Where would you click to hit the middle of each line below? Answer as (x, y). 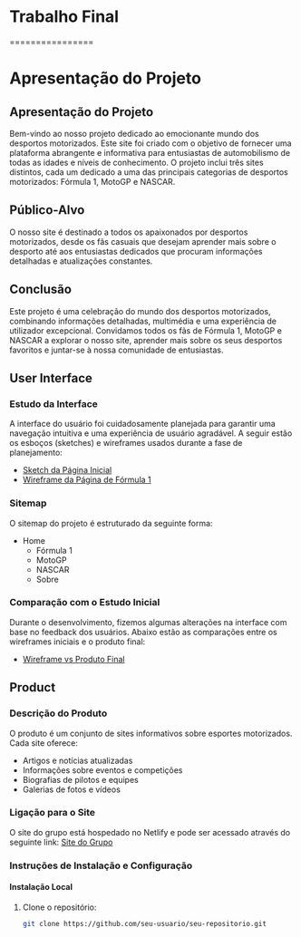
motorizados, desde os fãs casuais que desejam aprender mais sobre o (143, 241)
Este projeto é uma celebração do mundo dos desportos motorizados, (140, 311)
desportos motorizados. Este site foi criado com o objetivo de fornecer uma (150, 143)
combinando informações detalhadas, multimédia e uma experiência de (143, 321)
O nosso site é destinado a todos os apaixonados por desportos (129, 232)
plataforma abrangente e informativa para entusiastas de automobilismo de (150, 152)
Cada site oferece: (44, 743)
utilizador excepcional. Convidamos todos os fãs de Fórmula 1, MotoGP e (146, 330)
